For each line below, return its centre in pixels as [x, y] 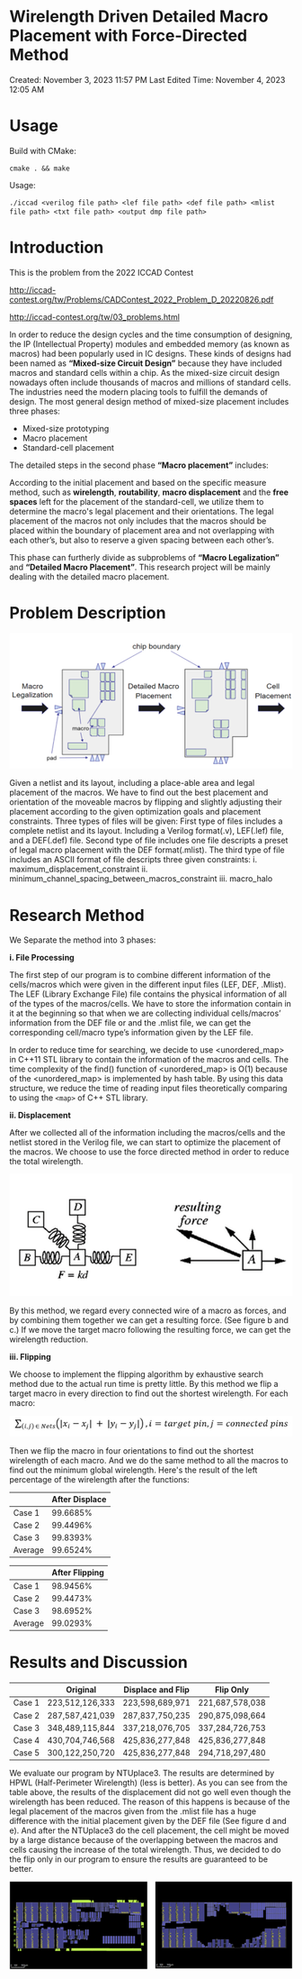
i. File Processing [42, 958]
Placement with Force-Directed [129, 36]
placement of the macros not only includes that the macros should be [138, 521]
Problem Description [88, 613]
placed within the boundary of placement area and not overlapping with [142, 530]
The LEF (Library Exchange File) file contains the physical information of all [148, 994]
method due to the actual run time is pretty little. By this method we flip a [144, 1383]
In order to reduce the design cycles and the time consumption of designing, [151, 334]
